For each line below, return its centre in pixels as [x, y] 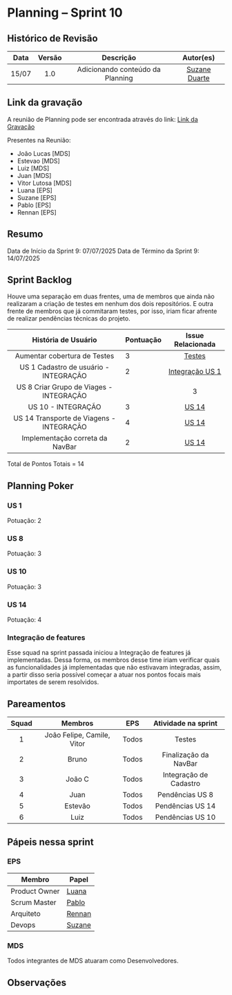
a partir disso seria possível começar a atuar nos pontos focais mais [104, 675]
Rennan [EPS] [37, 212]
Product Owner [35, 891]
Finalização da [185, 755]
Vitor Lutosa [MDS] [45, 183]
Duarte [199, 78]
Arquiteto [26, 913]
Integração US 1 [195, 372]
